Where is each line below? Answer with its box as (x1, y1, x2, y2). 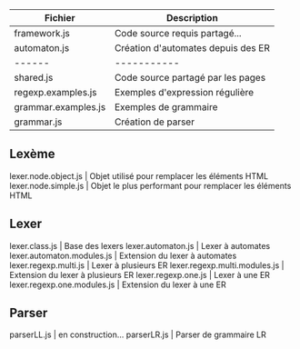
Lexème (9, 146, 55, 162)
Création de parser (114, 115, 195, 128)
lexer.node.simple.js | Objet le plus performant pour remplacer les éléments (9, 180, 292, 191)
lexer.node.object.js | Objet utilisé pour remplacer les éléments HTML (9, 170, 269, 181)
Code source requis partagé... (114, 27, 243, 39)
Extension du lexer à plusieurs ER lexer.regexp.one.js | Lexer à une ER (9, 269, 271, 280)
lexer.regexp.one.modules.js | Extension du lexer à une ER (9, 279, 226, 290)
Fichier (44, 12, 75, 24)
